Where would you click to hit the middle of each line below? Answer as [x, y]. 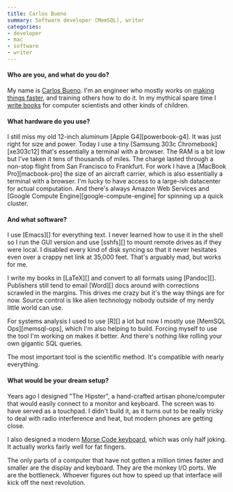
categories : [24, 27]
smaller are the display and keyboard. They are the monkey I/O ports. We [112, 468]
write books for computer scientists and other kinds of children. [98, 105]
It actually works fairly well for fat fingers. [67, 447]
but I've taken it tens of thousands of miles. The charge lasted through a [111, 159]
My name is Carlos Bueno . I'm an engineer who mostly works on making [111, 91]
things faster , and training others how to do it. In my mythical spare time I [112, 98]
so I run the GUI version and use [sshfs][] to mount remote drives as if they [114, 242]
